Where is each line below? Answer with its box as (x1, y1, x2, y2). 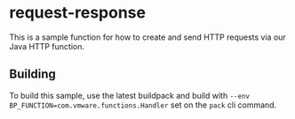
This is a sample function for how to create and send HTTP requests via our (9, 32, 286, 42)
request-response (9, 3, 147, 23)
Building (9, 67, 56, 82)
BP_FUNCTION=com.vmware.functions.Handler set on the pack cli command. (9, 100, 277, 110)
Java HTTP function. (9, 41, 85, 51)
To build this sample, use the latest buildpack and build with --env (9, 90, 251, 100)
